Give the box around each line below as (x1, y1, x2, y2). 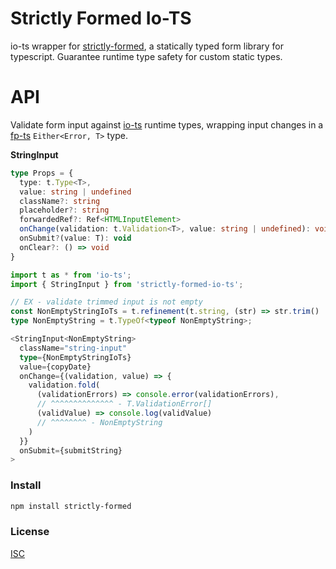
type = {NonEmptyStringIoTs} (19, 352, 132, 362)
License (10, 525, 50, 539)
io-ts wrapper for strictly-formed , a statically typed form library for (10, 40, 285, 52)
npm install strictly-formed (10, 501, 132, 511)
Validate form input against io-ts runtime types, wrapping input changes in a (10, 118, 324, 131)
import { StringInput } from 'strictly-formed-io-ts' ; (10, 279, 244, 289)
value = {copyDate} (19, 362, 92, 372)
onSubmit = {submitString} (19, 445, 123, 456)
